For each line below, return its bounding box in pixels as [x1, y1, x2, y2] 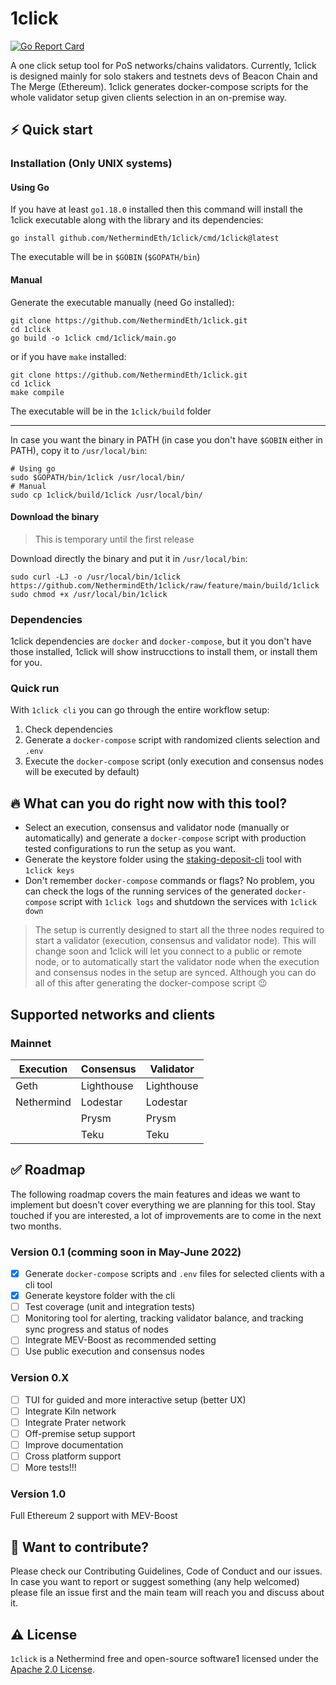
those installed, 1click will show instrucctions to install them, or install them [10, 646, 318, 658]
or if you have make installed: [10, 350, 127, 362]
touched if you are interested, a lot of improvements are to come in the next [10, 1209, 322, 1221]
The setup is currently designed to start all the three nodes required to [34, 924, 325, 936]
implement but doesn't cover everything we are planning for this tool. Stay [10, 1198, 316, 1211]
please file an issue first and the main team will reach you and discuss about [10, 1587, 325, 1599]
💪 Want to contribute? [10, 1538, 149, 1556]
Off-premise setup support [24, 1427, 136, 1439]
